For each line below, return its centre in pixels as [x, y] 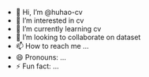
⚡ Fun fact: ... [37, 66]
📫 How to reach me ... [52, 46]
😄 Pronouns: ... [41, 57]
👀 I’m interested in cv [50, 20]
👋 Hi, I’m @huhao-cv [49, 12]
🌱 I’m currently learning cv [58, 29]
